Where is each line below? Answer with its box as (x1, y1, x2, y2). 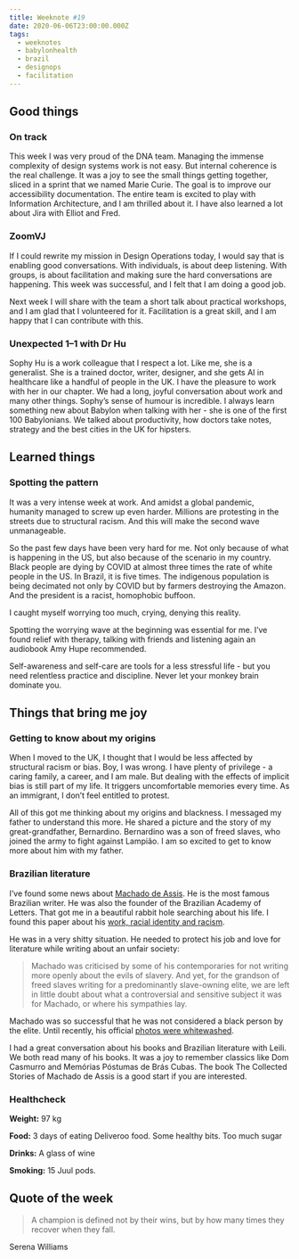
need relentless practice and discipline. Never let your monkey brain (9, 670, 260, 680)
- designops (17, 63, 62, 72)
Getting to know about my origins (9, 732, 157, 745)
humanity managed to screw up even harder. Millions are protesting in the (9, 506, 279, 517)
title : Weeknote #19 (9, 12, 86, 22)
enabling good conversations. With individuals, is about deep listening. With (9, 259, 287, 270)
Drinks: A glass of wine (9, 1148, 95, 1158)
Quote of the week (9, 1191, 114, 1206)
